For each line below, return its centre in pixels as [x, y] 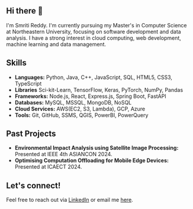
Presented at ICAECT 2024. [48, 167]
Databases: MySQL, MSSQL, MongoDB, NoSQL [73, 102]
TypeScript [28, 83]
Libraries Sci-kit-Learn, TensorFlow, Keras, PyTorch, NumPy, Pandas [99, 90]
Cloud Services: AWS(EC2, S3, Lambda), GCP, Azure [80, 109]
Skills [16, 63]
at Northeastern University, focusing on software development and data [94, 31]
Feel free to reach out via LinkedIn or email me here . [70, 200]
